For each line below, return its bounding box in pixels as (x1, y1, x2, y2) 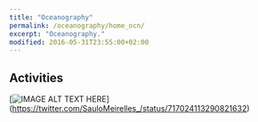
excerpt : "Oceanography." (9, 29, 105, 38)
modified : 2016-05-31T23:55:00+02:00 (9, 37, 149, 47)
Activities (9, 70, 64, 85)
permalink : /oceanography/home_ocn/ (9, 21, 145, 30)
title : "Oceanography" (9, 12, 93, 22)
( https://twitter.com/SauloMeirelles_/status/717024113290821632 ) (9, 103, 251, 114)
